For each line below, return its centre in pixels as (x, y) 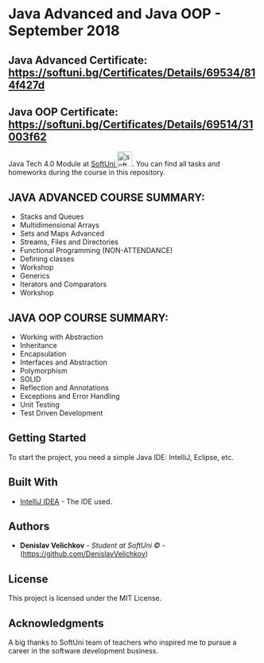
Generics (35, 276)
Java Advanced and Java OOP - (115, 14)
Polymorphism (43, 371)
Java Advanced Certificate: (78, 60)
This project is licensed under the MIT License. (85, 599)
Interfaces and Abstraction (63, 362)
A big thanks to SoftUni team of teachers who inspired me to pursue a (122, 642)
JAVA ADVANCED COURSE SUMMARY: (107, 197)
